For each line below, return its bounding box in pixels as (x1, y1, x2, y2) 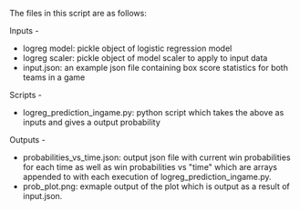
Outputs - (9, 135, 46, 145)
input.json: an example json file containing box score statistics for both (22, 63, 289, 73)
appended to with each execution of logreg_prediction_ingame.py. (22, 172, 272, 182)
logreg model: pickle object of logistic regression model (22, 43, 233, 54)
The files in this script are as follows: (9, 8, 148, 18)
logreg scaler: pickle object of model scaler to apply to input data (22, 53, 268, 63)
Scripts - (9, 90, 43, 100)
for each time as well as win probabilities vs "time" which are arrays (22, 162, 278, 172)
